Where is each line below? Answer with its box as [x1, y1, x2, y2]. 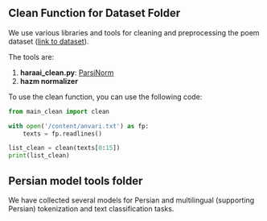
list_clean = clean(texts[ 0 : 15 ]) [8, 144, 121, 152]
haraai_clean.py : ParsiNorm [19, 68, 114, 77]
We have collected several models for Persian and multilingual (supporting [8, 195, 255, 205]
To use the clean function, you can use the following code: [8, 92, 203, 102]
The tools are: [8, 52, 55, 61]
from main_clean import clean [8, 107, 110, 115]
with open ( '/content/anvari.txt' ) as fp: [8, 122, 150, 130]
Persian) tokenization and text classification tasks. [8, 204, 175, 213]
